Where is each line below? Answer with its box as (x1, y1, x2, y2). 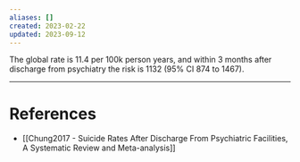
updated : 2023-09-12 (9, 30, 87, 38)
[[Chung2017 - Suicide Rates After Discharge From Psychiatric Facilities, (21, 133, 288, 144)
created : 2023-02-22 (9, 21, 87, 30)
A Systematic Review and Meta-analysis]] (21, 142, 176, 153)
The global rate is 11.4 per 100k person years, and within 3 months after (9, 55, 272, 65)
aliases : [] (9, 13, 54, 22)
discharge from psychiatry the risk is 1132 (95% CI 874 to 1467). (9, 64, 245, 74)
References (9, 104, 96, 124)
